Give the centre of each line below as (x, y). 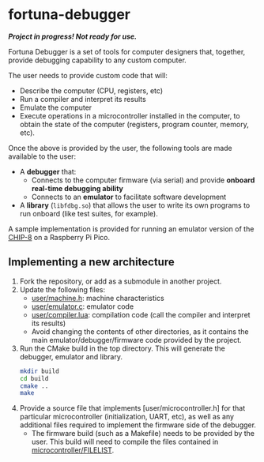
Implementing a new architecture (92, 262)
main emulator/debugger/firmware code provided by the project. (137, 340)
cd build (34, 378)
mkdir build (39, 371)
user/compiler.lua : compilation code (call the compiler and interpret (141, 314)
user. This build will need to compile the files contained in (125, 442)
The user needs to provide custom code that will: (88, 75)
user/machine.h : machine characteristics (98, 298)
